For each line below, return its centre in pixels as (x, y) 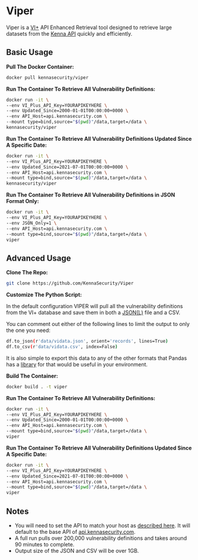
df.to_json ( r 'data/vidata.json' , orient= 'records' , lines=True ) (87, 341)
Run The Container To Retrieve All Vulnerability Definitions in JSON (91, 195)
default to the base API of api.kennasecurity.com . (75, 532)
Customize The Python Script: (44, 295)
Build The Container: (32, 376)
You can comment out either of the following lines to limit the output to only (98, 324)
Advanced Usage (39, 258)
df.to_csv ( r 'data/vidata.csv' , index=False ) (62, 347)
